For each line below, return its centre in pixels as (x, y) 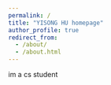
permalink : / (30, 15)
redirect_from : (33, 37)
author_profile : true (44, 30)
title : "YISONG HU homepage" (56, 23)
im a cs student (33, 74)
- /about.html (38, 52)
